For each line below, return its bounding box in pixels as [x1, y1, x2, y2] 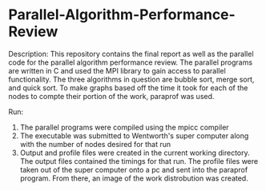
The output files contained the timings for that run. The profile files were [19, 156, 259, 165]
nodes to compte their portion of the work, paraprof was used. [8, 91, 215, 101]
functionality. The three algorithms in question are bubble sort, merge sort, [8, 74, 255, 84]
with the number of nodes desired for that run [19, 139, 171, 149]
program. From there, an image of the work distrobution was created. [19, 173, 248, 183]
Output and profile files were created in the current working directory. [19, 148, 250, 157]
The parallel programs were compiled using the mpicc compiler [19, 122, 230, 132]
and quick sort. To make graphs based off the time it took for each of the [8, 82, 248, 93]
